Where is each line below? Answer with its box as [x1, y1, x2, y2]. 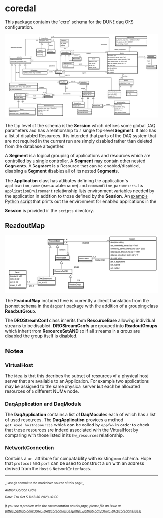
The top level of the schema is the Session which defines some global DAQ [5, 122, 156, 128]
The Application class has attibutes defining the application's [5, 177, 129, 183]
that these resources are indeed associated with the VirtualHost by [5, 427, 139, 433]
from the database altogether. [5, 143, 65, 149]
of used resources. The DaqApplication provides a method [5, 417, 124, 423]
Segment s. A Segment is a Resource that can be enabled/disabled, [5, 163, 140, 168]
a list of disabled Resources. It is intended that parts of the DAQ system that [5, 132, 157, 139]
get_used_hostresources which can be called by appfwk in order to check [5, 422, 149, 427]
